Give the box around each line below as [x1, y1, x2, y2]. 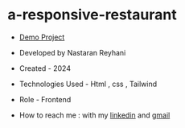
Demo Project [18, 32, 65, 42]
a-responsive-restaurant [7, 6, 178, 24]
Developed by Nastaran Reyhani [18, 47, 126, 57]
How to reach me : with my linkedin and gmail [18, 110, 171, 120]
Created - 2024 [18, 63, 72, 73]
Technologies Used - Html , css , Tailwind [18, 79, 158, 89]
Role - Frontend [18, 94, 72, 104]
